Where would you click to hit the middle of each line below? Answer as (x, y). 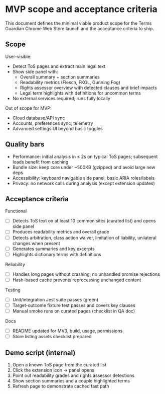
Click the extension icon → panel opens (53, 370)
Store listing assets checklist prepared (52, 337)
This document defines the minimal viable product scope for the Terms (78, 23)
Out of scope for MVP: (28, 108)
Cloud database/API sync (39, 118)
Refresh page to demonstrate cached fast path (61, 386)
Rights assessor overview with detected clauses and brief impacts (88, 88)
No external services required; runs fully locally (61, 98)
